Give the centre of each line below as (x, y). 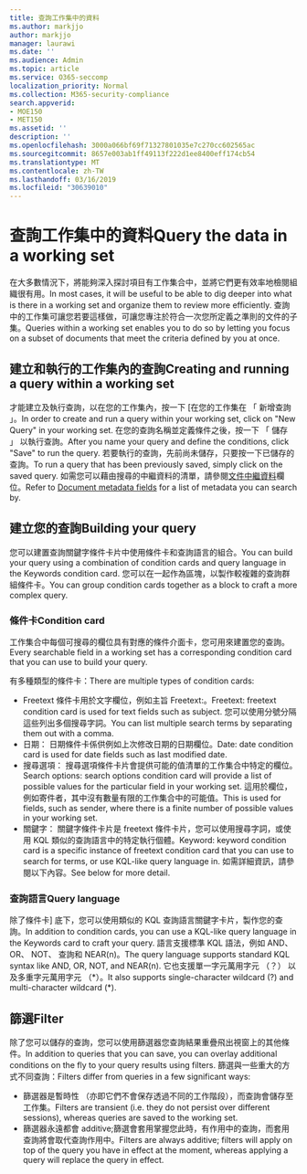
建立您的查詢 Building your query (103, 529)
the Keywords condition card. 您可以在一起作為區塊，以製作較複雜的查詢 (146, 573)
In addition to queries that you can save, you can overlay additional (152, 1054)
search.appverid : (42, 103)
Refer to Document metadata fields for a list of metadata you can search (162, 487)
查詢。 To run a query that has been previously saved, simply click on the (146, 464)
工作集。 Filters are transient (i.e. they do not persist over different (146, 1107)
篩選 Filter (37, 1018)
